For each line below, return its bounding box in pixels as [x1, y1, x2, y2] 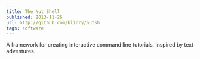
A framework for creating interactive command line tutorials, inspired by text [6, 41, 194, 48]
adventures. [6, 48, 36, 55]
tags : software [6, 25, 44, 31]
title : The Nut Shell [6, 8, 60, 15]
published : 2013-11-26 [6, 14, 63, 20]
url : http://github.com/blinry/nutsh [6, 19, 100, 25]
